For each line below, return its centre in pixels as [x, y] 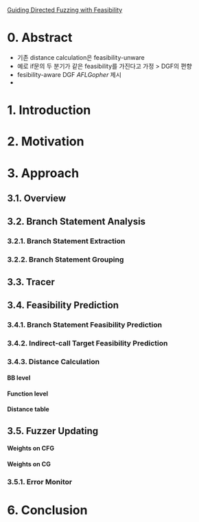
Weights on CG [29, 464]
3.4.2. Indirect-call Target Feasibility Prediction [87, 343]
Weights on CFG [31, 449]
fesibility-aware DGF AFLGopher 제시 [69, 74]
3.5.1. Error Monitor [40, 481]
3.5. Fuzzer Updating [53, 431]
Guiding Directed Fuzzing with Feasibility [65, 10]
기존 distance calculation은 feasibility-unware [81, 57]
